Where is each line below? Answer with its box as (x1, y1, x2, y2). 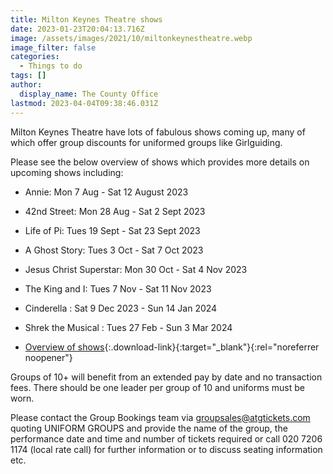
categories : (10, 52, 60, 62)
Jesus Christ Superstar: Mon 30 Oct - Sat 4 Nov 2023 (24, 263, 248, 275)
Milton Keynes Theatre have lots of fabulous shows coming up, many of (10, 126, 306, 138)
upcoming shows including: (10, 166, 124, 178)
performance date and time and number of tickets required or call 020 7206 (10, 432, 323, 445)
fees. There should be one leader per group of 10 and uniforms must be (10, 381, 305, 393)
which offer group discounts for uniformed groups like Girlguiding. (10, 136, 283, 148)
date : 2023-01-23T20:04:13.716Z (10, 24, 145, 34)
